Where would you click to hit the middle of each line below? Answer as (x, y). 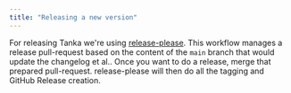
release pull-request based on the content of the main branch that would (142, 52)
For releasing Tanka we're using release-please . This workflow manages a (146, 43)
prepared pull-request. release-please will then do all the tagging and (137, 71)
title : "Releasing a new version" (74, 17)
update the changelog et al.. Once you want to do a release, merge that (140, 61)
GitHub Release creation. (55, 80)
